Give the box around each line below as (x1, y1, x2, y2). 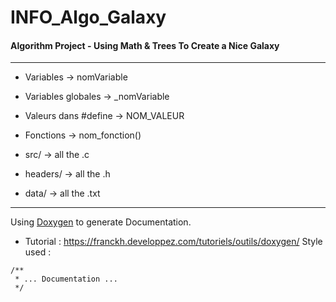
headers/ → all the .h (24, 168, 111, 180)
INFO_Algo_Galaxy (10, 6, 167, 29)
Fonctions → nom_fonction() (24, 129, 142, 141)
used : (24, 246, 52, 258)
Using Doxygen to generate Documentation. (10, 216, 192, 228)
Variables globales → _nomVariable (24, 91, 170, 103)
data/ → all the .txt (24, 187, 101, 200)
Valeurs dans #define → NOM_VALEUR (24, 110, 185, 122)
